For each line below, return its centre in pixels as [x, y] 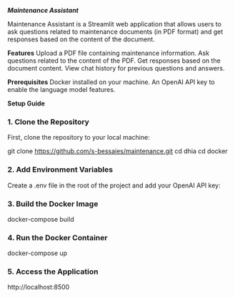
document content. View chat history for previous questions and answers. [116, 68]
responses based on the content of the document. [81, 39]
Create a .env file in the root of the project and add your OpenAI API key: [114, 185]
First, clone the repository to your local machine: [79, 138]
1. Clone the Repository [48, 122]
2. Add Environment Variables [60, 170]
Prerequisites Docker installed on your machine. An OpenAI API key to [111, 82]
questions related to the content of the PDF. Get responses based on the [114, 61]
